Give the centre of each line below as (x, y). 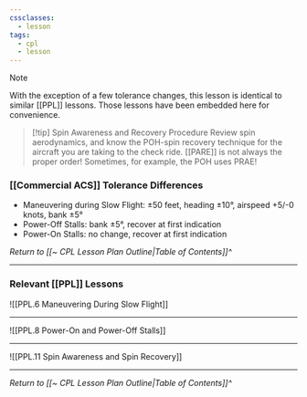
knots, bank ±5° (53, 214)
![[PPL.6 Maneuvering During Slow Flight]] (89, 304)
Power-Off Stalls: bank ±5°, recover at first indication (122, 225)
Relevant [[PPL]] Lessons (67, 284)
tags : (20, 35)
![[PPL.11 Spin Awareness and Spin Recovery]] (96, 356)
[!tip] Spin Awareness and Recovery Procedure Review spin (143, 132)
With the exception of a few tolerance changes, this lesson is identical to (146, 96)
